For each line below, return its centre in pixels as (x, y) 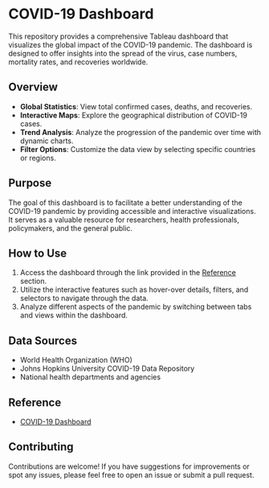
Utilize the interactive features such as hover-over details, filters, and (134, 289)
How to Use (38, 253)
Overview (33, 87)
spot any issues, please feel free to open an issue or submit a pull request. (131, 474)
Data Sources (43, 340)
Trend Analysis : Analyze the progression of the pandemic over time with (141, 132)
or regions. (38, 158)
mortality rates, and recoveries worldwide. (78, 62)
